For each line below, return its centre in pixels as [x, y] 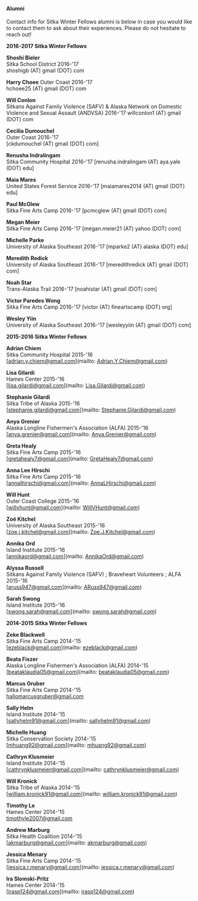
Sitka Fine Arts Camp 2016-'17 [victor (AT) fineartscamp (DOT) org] [89, 307]
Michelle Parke [25, 240]
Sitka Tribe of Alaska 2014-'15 [43, 787]
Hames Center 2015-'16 [35, 379]
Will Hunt [18, 495]
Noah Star [19, 283]
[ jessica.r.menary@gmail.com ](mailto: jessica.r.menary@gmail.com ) [91, 867]
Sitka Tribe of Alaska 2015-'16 [43, 404]
